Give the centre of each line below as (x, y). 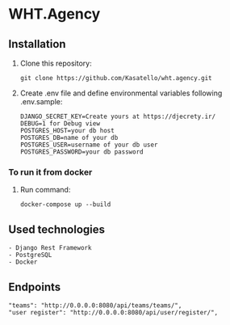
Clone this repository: (56, 63)
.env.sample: (41, 101)
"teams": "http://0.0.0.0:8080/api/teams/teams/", (95, 305)
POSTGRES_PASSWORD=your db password (82, 152)
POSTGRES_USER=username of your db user (89, 145)
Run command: (45, 190)
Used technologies (57, 229)
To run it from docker (50, 172)
